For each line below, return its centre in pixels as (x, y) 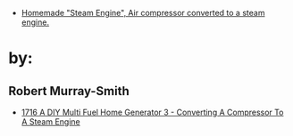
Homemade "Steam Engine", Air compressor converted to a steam (143, 13)
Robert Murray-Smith (69, 91)
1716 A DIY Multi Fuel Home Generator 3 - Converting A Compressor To (152, 112)
